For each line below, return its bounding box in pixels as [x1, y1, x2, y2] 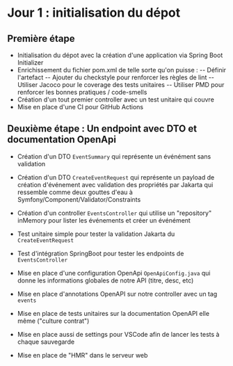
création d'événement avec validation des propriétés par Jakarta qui [17, 180, 214, 189]
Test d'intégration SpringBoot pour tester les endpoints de [17, 249, 184, 257]
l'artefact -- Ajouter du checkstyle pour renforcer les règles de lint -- [17, 73, 214, 81]
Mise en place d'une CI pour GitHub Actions [17, 103, 144, 111]
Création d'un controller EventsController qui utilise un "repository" [17, 209, 212, 217]
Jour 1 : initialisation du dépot [7, 5, 181, 21]
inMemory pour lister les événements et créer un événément [17, 216, 191, 224]
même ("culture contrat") [17, 317, 90, 325]
